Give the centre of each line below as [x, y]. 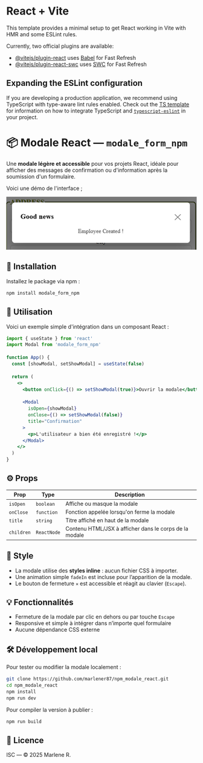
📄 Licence [25, 740]
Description [130, 495]
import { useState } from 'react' [50, 338]
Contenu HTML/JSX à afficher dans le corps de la [127, 529]
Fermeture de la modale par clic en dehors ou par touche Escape [95, 617]
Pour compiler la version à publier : [50, 710]
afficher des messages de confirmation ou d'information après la [87, 170]
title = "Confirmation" [55, 421]
